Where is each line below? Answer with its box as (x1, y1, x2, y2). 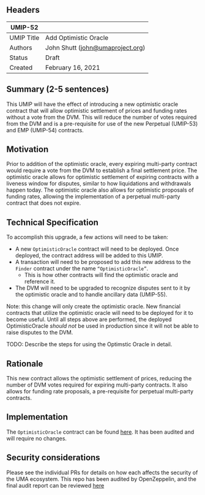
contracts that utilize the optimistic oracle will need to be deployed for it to (6, 309, 194, 317)
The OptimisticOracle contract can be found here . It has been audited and (6, 428, 195, 436)
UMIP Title (9, 33, 40, 42)
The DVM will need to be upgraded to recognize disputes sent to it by (15, 284, 191, 292)
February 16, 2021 (45, 63, 100, 72)
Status (9, 53, 28, 62)
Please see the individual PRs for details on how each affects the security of (6, 469, 198, 476)
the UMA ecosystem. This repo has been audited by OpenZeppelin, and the (6, 475, 197, 483)
